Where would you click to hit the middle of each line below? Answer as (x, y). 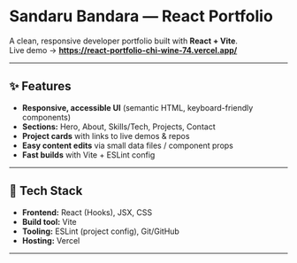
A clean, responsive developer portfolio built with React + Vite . (124, 41)
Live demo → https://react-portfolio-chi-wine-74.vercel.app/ (123, 50)
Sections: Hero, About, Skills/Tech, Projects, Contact (118, 127)
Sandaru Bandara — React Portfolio (141, 16)
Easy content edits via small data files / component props (128, 145)
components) (46, 117)
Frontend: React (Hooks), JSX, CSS (87, 212)
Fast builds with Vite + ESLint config (88, 155)
